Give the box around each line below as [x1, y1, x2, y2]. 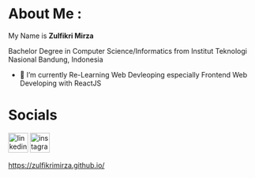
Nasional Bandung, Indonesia [8, 55, 104, 64]
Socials [8, 106, 58, 124]
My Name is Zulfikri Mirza [8, 31, 94, 40]
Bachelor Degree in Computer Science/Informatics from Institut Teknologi [8, 46, 247, 55]
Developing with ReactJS [19, 78, 102, 88]
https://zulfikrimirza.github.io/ [8, 160, 105, 170]
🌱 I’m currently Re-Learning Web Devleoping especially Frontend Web [19, 70, 248, 79]
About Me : [8, 5, 82, 23]
